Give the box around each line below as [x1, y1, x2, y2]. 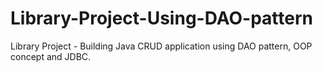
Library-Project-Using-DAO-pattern [10, 7, 313, 30]
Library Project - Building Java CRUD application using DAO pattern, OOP [10, 40, 313, 52]
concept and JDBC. [10, 50, 92, 62]
